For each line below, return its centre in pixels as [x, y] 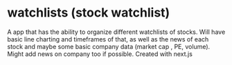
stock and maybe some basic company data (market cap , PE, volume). [109, 46]
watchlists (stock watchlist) [89, 13]
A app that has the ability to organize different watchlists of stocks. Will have [116, 32]
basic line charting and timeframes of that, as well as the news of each [108, 39]
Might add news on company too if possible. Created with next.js [100, 54]
